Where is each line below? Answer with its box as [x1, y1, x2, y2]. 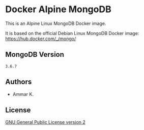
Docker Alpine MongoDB [5, 4, 111, 15]
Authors [5, 78, 32, 86]
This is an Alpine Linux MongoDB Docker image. [5, 20, 106, 26]
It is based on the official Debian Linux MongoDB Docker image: [5, 30, 139, 36]
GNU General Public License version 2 [5, 119, 85, 125]
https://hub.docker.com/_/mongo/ [5, 36, 76, 42]
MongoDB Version [5, 50, 65, 59]
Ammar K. [12, 91, 34, 97]
